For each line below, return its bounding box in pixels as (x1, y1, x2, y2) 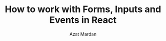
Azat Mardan (69, 31, 97, 37)
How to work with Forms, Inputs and (5, 4, 161, 15)
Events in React (49, 14, 117, 26)
